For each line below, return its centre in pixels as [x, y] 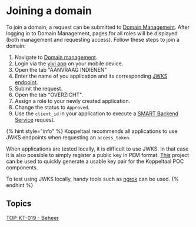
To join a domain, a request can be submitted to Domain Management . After [98, 27]
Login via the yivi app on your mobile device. [69, 64]
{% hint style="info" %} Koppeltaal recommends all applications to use [92, 131]
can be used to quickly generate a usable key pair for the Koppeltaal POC [95, 161]
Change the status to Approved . [52, 107]
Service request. [35, 119]
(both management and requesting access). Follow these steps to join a [93, 39]
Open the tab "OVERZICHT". [49, 95]
